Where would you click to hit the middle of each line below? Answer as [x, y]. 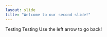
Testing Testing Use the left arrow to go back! [54, 29]
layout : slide [21, 10]
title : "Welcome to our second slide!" [48, 15]
